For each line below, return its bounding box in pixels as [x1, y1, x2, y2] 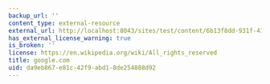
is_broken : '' [8, 42, 56, 50]
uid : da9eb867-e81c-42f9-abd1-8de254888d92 [8, 64, 157, 72]
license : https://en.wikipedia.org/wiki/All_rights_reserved [8, 49, 218, 57]
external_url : [8, 26, 56, 34]
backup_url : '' [8, 11, 59, 20]
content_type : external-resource [8, 19, 121, 27]
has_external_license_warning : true [8, 34, 131, 42]
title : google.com [8, 57, 70, 65]
